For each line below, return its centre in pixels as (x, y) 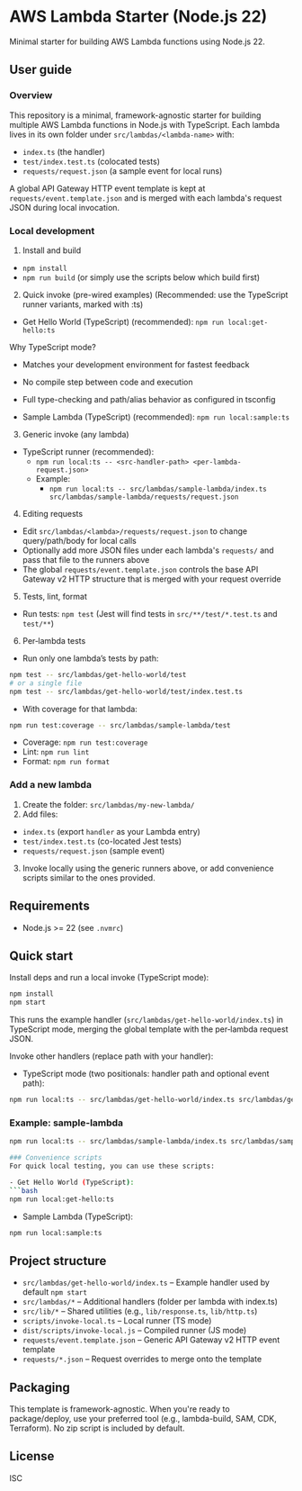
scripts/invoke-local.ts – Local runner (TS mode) (117, 1321)
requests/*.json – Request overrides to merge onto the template (142, 1359)
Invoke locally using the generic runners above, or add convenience (148, 868)
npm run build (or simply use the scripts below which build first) (141, 277)
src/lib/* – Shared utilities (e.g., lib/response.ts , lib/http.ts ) (140, 1311)
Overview (31, 95)
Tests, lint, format (55, 596)
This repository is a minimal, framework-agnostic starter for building (135, 115)
